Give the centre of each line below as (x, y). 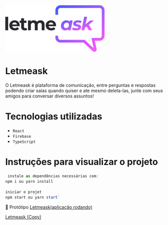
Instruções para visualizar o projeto (82, 162)
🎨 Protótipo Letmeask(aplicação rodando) (49, 207)
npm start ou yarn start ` (32, 198)
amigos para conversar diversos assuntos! (49, 96)
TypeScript (24, 142)
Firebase (22, 136)
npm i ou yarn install (29, 181)
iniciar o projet (24, 192)
